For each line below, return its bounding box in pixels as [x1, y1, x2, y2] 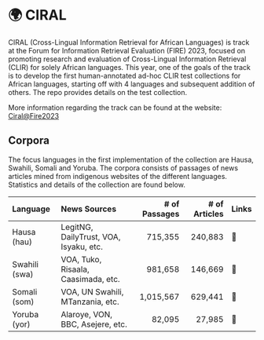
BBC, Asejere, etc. [60, 319, 127, 330]
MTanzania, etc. [60, 296, 119, 307]
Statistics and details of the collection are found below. [8, 180, 186, 189]
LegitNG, [60, 221, 93, 232]
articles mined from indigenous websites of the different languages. [8, 171, 228, 181]
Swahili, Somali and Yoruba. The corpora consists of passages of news [8, 163, 238, 173]
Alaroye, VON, [60, 309, 112, 320]
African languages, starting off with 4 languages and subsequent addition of [8, 79, 255, 89]
